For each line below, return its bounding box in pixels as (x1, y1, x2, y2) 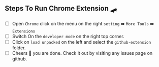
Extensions (12, 28, 36, 34)
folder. (12, 45, 26, 51)
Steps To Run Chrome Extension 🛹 (5, 4, 117, 13)
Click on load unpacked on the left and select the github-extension (12, 39, 151, 45)
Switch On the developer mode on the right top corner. (12, 33, 125, 39)
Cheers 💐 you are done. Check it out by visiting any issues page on (12, 50, 153, 56)
